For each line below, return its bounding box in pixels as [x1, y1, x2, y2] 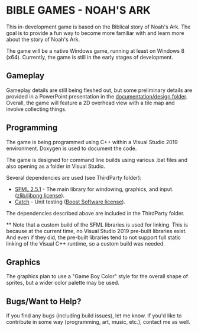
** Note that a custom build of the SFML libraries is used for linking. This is [6, 221, 188, 228]
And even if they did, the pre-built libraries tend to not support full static [6, 234, 181, 241]
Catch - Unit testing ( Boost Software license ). [14, 198, 126, 205]
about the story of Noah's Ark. [6, 36, 80, 43]
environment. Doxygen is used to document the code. [6, 145, 137, 152]
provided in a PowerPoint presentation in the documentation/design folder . [6, 93, 188, 100]
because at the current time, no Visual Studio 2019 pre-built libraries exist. [6, 227, 187, 234]
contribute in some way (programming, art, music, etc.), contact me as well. [6, 319, 191, 326]
